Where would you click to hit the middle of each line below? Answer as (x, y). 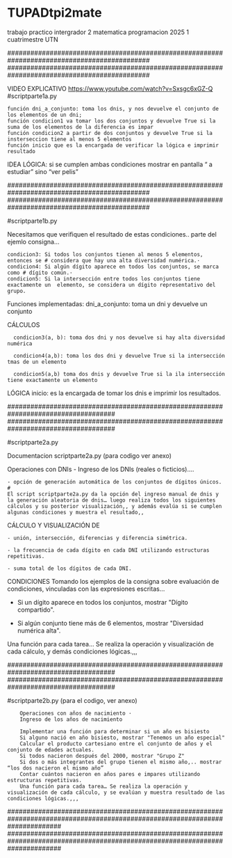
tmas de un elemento (37, 362)
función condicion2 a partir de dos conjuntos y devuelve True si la (110, 133)
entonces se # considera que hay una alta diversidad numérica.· (103, 260)
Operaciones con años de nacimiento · (76, 713)
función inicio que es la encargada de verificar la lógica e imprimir (113, 145)
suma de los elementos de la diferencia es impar (81, 127)
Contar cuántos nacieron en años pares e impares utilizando (110, 774)
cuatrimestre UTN (33, 39)
